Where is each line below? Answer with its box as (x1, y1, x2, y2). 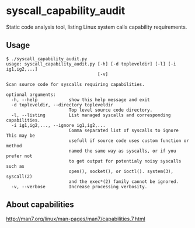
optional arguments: (6, 92, 57, 98)
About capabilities (6, 200, 74, 210)
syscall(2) (6, 174, 33, 179)
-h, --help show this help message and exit (11, 96, 150, 103)
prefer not (6, 153, 33, 159)
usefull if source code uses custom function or (68, 137, 190, 144)
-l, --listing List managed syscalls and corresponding (11, 112, 171, 118)
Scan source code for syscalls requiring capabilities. (6, 81, 145, 87)
